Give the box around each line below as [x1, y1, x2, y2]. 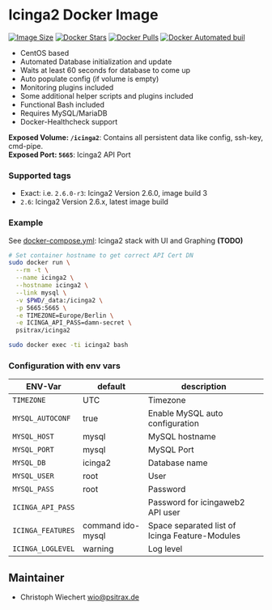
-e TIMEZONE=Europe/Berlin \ [15, 311, 114, 320]
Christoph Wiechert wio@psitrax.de [19, 592, 140, 602]
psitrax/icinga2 [15, 326, 70, 335]
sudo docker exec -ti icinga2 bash [8, 341, 129, 349]
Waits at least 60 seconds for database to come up [19, 65, 191, 74]
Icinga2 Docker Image [8, 6, 159, 24]
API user [147, 507, 181, 519]
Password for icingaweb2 [147, 497, 245, 508]
